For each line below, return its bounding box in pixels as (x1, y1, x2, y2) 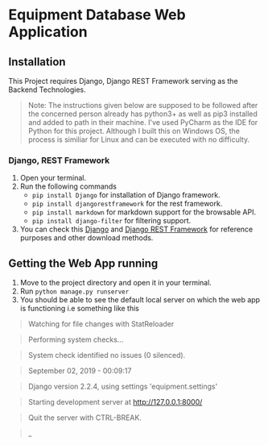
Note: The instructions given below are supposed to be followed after (27, 101, 258, 110)
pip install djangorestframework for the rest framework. (31, 199, 223, 209)
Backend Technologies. (8, 85, 86, 94)
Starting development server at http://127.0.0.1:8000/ (27, 397, 203, 407)
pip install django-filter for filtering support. (31, 216, 192, 226)
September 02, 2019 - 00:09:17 (27, 366, 132, 376)
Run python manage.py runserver (19, 286, 130, 296)
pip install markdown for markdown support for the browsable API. (31, 207, 256, 217)
